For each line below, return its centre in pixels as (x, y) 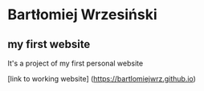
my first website (49, 44)
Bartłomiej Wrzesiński (82, 15)
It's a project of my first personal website (75, 63)
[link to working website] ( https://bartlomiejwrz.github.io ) (102, 79)
